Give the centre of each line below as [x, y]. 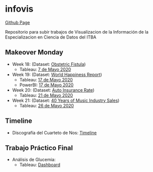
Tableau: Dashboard [40, 165]
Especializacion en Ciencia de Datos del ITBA [51, 37]
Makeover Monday [34, 52]
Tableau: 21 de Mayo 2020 [46, 95]
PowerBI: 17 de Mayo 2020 [46, 85]
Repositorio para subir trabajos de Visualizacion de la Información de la [77, 32]
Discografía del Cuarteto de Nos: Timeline [54, 133]
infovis [19, 9]
